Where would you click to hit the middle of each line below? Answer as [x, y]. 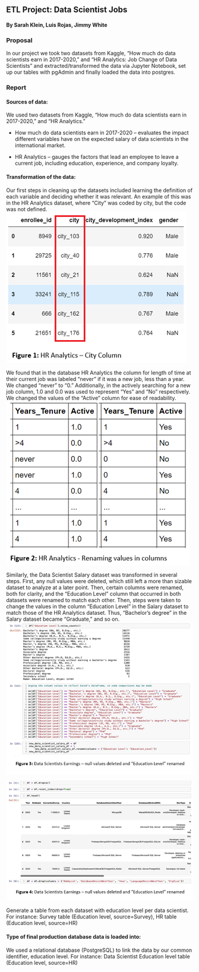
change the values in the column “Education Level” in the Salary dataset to [97, 606]
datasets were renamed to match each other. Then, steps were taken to [94, 600]
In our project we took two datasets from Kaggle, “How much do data [91, 54]
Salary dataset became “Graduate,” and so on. [63, 619]
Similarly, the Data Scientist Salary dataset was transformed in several [92, 575]
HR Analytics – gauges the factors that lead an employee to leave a [97, 157]
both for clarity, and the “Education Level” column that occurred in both [94, 593]
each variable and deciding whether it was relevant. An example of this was [99, 196]
